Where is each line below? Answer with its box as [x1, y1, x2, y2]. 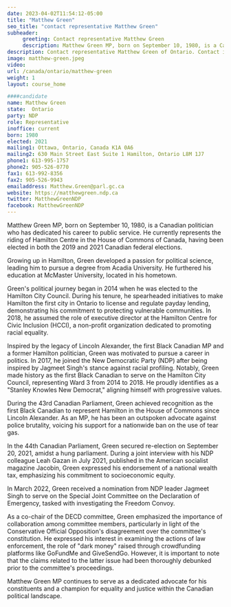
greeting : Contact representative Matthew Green [22, 36, 165, 43]
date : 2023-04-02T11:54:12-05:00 [7, 10, 103, 17]
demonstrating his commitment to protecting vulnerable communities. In [7, 306, 212, 315]
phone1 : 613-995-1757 [7, 157, 69, 164]
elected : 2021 [7, 138, 48, 145]
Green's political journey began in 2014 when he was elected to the [7, 284, 198, 292]
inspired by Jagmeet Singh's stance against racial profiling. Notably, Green [7, 364, 219, 372]
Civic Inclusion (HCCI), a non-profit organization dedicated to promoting [7, 321, 212, 329]
